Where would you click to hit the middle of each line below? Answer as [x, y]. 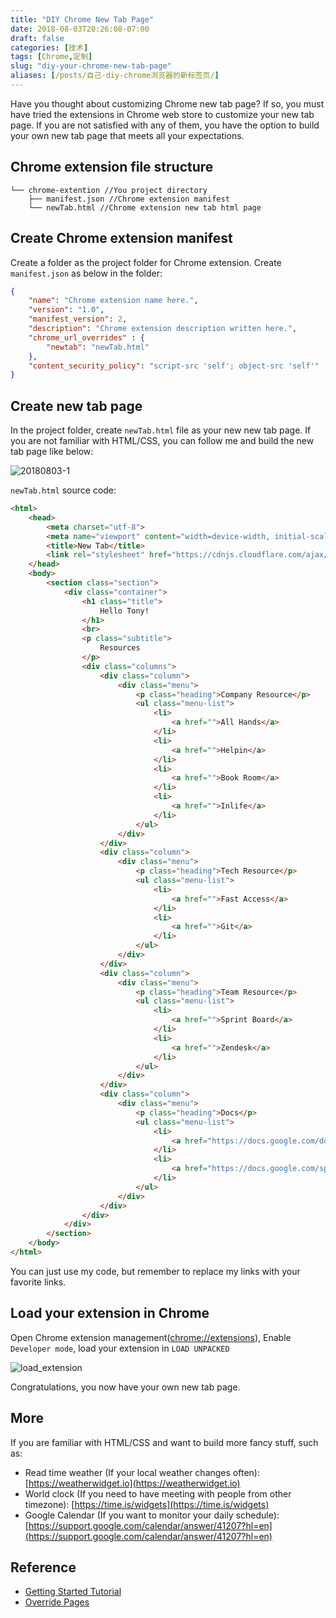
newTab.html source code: [63, 490]
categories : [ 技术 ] [49, 47]
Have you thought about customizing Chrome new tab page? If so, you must [167, 103]
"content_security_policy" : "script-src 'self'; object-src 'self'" [174, 366]
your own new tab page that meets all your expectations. [127, 135]
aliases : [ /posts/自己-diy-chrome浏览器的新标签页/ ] [115, 76]
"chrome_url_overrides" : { [86, 337]
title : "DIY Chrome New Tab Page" [82, 19]
